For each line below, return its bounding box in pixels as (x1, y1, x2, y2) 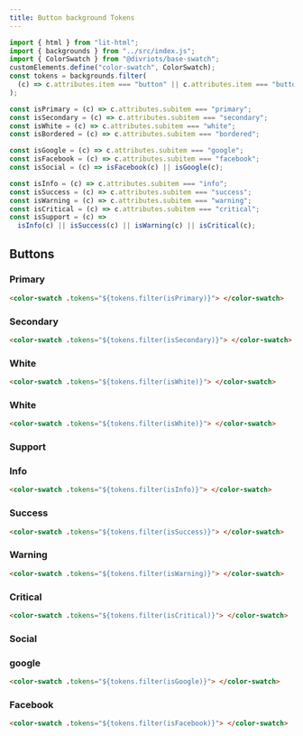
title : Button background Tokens (9, 13, 135, 23)
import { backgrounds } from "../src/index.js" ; (9, 46, 196, 55)
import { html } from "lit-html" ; (9, 38, 140, 47)
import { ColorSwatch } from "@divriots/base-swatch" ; (9, 55, 220, 64)
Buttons (9, 246, 55, 262)
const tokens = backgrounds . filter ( (9, 71, 147, 81)
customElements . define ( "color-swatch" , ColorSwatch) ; (9, 63, 216, 72)
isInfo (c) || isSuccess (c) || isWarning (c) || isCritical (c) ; (17, 221, 256, 230)
